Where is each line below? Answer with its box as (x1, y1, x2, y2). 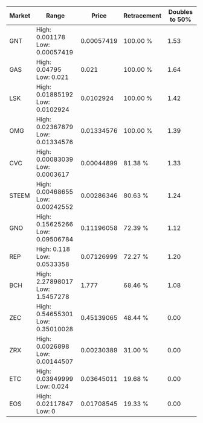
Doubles (168, 8, 193, 16)
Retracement (123, 11, 162, 20)
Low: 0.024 (36, 383, 69, 390)
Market (9, 11, 31, 20)
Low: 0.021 (36, 73, 69, 81)
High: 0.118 (36, 245, 71, 253)
